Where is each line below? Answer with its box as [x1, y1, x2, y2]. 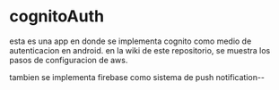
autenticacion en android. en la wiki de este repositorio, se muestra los [9, 45, 271, 55]
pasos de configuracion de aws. [9, 54, 128, 65]
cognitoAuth [9, 6, 105, 27]
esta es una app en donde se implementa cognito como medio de [9, 36, 252, 46]
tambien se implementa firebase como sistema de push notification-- [9, 71, 266, 82]
